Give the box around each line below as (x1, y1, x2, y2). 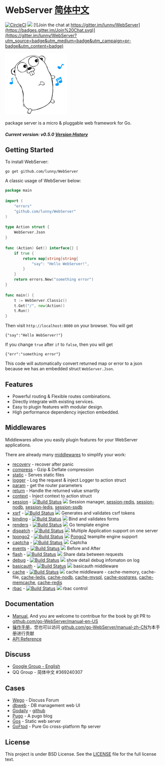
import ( (5, 199, 23, 204)
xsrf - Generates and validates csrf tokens (12, 510, 135, 516)
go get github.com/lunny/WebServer (5, 169, 79, 174)
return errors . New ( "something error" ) (14, 277, 94, 282)
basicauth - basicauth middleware (12, 563, 119, 569)
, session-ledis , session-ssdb (23, 504, 83, 510)
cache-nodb (47, 574, 73, 580)
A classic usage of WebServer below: (5, 178, 82, 184)
